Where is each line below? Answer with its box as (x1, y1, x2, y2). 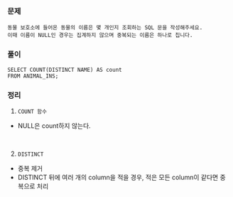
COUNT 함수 (17, 108, 48, 115)
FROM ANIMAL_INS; (7, 73, 59, 80)
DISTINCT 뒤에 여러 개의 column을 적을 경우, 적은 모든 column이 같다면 (17, 173, 219, 181)
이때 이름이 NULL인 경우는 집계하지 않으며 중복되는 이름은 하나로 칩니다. (7, 32, 193, 39)
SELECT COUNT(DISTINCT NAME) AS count (7, 66, 122, 73)
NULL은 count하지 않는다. (17, 121, 91, 129)
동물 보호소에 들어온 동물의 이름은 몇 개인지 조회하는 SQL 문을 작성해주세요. (7, 24, 203, 31)
